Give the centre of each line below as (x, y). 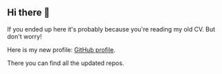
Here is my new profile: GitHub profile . (61, 49)
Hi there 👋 (29, 13)
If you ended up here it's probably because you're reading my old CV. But (111, 29)
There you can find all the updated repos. (66, 63)
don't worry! (25, 36)
